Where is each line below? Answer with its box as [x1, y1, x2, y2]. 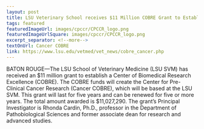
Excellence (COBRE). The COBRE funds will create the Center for [6, 78, 169, 85]
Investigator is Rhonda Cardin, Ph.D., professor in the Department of [6, 104, 177, 111]
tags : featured [6, 20, 45, 26]
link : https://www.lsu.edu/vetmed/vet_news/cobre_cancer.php [6, 49, 165, 55]
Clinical [6, 85, 25, 92]
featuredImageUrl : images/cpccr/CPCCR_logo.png [6, 26, 129, 32]
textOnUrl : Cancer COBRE [6, 43, 69, 49]
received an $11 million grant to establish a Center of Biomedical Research [6, 71, 191, 79]
